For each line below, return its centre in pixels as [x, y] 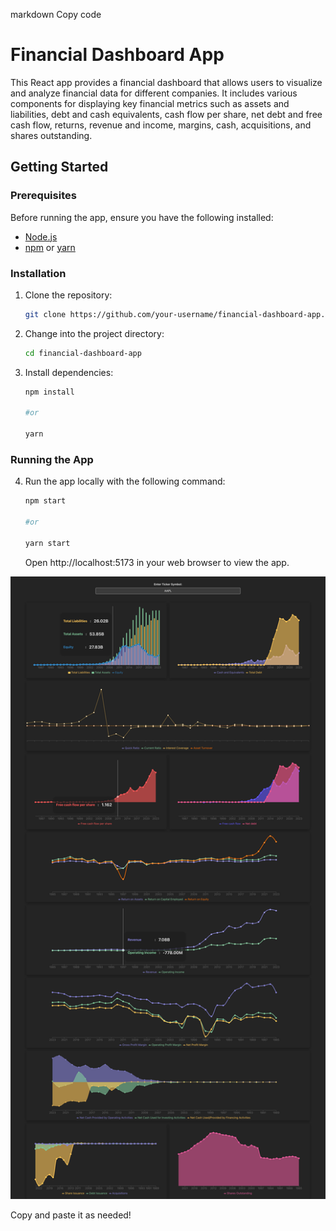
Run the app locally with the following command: [125, 481]
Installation [38, 273]
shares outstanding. [51, 135]
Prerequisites [43, 196]
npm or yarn [50, 247]
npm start [45, 501]
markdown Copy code [56, 14]
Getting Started [59, 167]
